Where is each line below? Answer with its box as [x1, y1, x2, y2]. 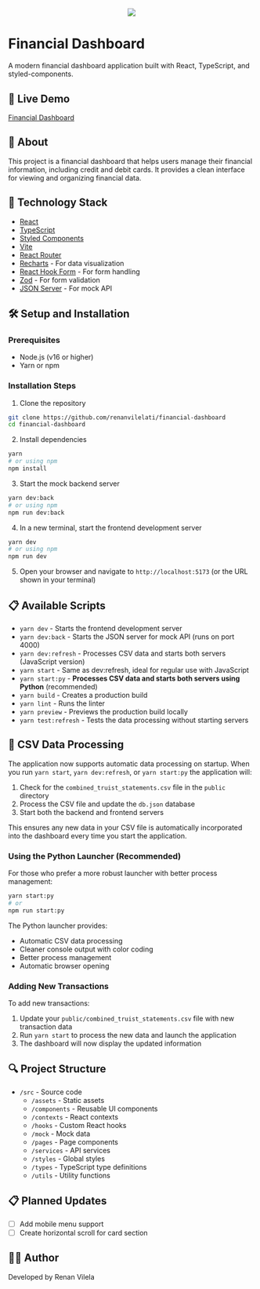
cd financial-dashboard [8, 421, 86, 429]
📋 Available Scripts [8, 599, 106, 612]
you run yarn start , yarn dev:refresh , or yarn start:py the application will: [8, 767, 252, 776]
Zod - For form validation [19, 275, 100, 284]
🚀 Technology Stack [8, 196, 108, 210]
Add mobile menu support [19, 1219, 104, 1229]
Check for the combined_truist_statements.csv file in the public [19, 782, 226, 792]
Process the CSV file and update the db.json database [19, 799, 196, 809]
